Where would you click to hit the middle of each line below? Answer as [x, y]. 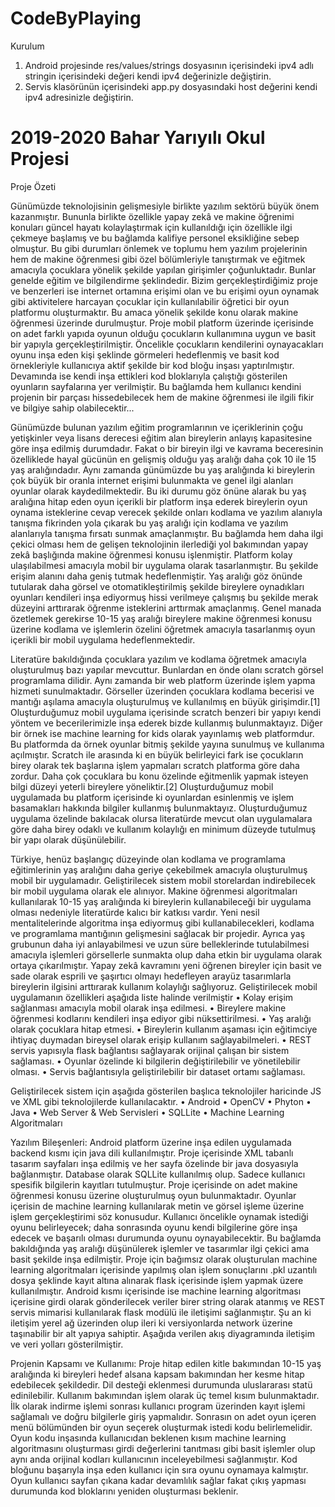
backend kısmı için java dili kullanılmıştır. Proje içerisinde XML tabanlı [152, 1153]
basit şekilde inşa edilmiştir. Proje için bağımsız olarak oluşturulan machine [164, 1259]
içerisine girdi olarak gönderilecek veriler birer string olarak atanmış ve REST [168, 1301]
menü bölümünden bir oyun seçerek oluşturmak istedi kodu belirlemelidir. [161, 1427]
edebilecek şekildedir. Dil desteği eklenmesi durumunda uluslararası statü [161, 1384]
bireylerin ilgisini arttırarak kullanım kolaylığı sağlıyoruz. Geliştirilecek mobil [164, 986]
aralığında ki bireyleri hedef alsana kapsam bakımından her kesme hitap [157, 1374]
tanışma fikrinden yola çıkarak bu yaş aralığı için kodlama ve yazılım [149, 523]
